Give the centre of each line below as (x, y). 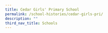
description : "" (21, 18)
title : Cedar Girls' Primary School (42, 9)
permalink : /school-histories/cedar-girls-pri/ (54, 14)
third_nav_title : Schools (31, 23)
